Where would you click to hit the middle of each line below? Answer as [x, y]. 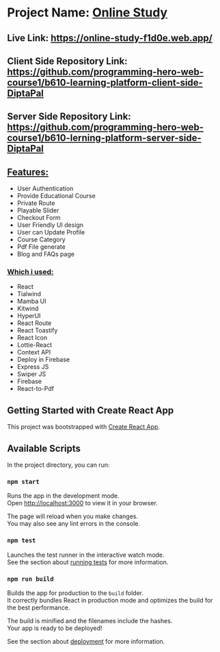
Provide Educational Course [56, 196]
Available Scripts [44, 448]
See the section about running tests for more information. [88, 562]
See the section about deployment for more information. [86, 641]
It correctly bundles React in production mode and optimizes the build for [110, 600]
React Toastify [37, 330]
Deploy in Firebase [43, 360]
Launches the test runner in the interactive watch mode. [86, 555]
